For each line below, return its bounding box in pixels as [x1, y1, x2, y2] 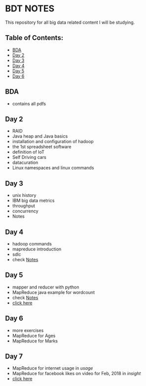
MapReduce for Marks [12, 338, 58, 344]
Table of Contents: [5, 34, 64, 42]
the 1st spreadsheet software [12, 144, 72, 150]
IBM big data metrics [12, 197, 55, 203]
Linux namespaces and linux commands [12, 165, 94, 171]
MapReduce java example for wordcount [12, 289, 95, 295]
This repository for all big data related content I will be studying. [5, 19, 135, 25]
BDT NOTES [5, 3, 55, 14]
